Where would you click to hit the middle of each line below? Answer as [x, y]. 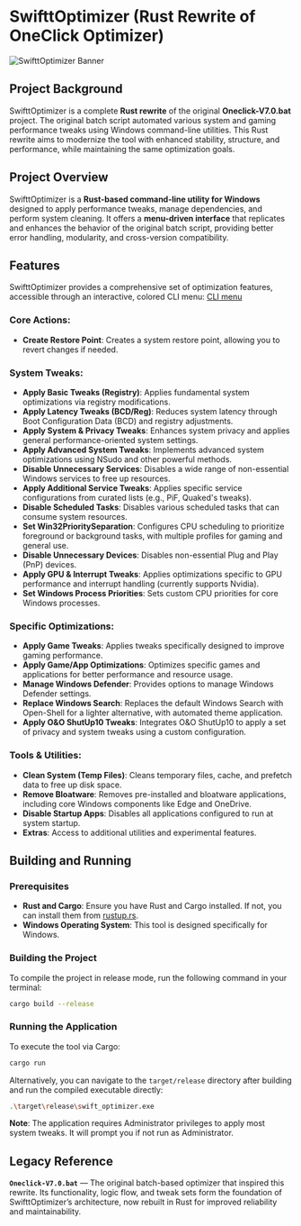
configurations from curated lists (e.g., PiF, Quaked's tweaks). [137, 497]
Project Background [66, 89]
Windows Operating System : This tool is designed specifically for [145, 925]
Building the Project [53, 958]
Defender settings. [57, 694]
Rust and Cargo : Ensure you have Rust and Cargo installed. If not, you [152, 906]
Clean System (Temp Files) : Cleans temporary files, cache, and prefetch [157, 775]
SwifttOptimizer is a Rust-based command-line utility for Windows [135, 199]
